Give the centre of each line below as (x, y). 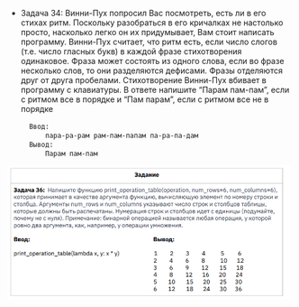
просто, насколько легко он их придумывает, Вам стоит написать (147, 32)
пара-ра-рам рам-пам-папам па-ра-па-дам (122, 135)
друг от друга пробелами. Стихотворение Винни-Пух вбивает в (143, 80)
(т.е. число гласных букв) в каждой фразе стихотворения (131, 51)
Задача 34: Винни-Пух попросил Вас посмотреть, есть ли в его (143, 13)
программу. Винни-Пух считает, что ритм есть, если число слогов (149, 42)
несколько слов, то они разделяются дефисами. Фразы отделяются (152, 70)
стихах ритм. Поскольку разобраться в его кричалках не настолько (152, 23)
